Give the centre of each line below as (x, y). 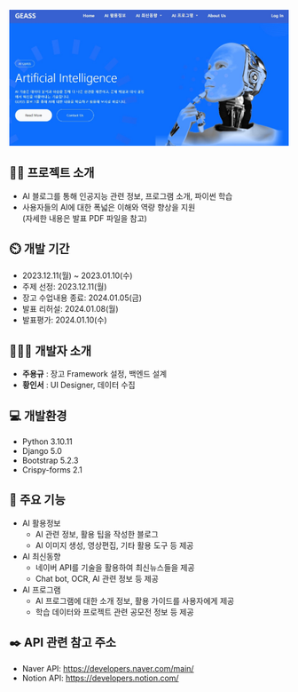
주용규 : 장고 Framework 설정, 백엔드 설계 (94, 374)
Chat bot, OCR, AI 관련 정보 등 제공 (97, 578)
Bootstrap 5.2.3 (50, 461)
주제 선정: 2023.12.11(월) (64, 287)
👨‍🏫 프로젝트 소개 (52, 173)
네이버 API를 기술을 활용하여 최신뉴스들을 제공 (115, 567)
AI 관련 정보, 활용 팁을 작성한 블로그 (97, 534)
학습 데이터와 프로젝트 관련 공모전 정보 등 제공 (114, 612)
